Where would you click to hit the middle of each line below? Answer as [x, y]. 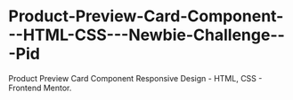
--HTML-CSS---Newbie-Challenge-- [147, 35]
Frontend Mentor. [40, 88]
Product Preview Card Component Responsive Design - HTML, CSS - [135, 78]
